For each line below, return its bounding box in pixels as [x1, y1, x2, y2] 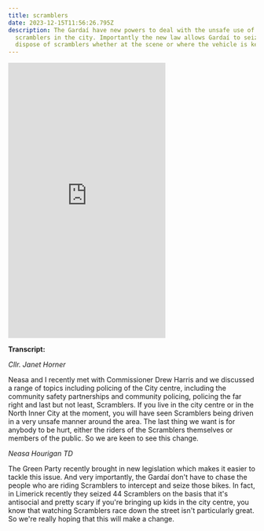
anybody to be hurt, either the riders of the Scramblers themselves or [8, 426, 233, 435]
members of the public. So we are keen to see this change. [8, 433, 199, 443]
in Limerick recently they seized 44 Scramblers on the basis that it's [8, 489, 229, 499]
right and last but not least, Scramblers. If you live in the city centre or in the [8, 400, 254, 410]
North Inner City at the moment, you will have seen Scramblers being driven [8, 408, 254, 418]
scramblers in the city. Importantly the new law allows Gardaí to [15, 33, 241, 42]
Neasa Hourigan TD [8, 449, 73, 459]
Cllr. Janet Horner [8, 360, 66, 370]
